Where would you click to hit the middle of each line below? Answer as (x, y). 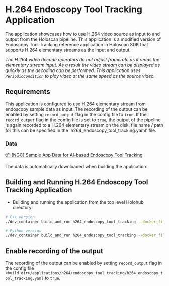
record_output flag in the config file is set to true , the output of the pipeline (83, 120)
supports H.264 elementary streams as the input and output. (68, 50)
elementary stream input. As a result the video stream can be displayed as (83, 65)
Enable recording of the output (54, 251)
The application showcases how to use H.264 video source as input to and (82, 34)
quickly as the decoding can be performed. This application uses (73, 70)
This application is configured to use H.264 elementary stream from (75, 104)
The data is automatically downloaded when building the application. (76, 167)
